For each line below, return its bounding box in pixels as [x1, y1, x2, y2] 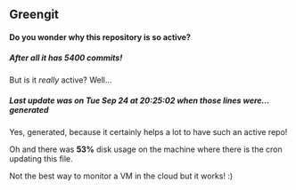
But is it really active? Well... [9, 75, 112, 85]
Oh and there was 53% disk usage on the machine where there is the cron [9, 144, 283, 154]
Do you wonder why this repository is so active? [9, 31, 192, 43]
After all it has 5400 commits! [9, 52, 123, 63]
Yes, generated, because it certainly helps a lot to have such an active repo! [9, 126, 288, 137]
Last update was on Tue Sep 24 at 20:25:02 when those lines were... [9, 95, 270, 106]
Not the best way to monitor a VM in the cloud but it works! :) [9, 170, 234, 181]
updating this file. [9, 153, 73, 163]
